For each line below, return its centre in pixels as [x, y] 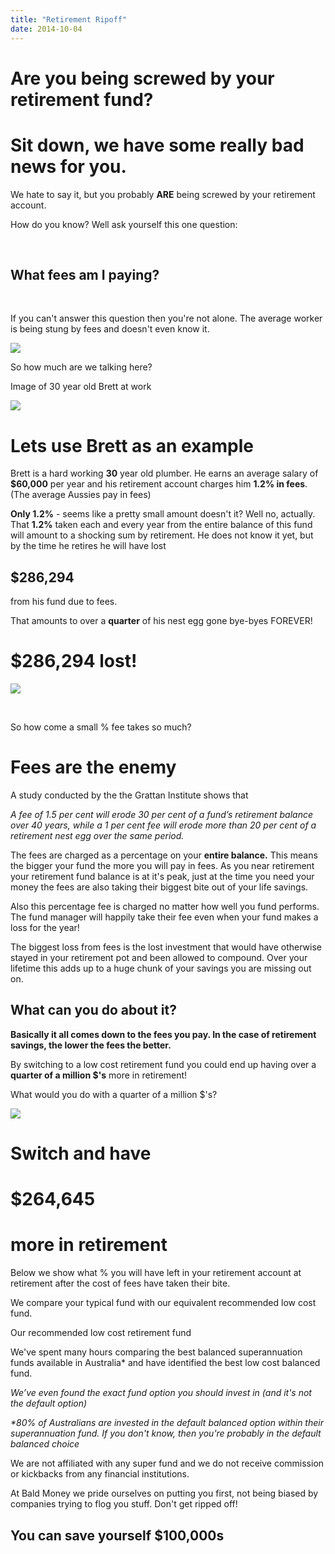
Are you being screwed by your [142, 78]
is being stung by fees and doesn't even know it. [110, 329]
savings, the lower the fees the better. [91, 1045]
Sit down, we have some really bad [157, 145]
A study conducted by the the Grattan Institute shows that [129, 795]
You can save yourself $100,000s [117, 1535]
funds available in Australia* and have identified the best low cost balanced [165, 1363]
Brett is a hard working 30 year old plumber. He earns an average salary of [164, 473]
